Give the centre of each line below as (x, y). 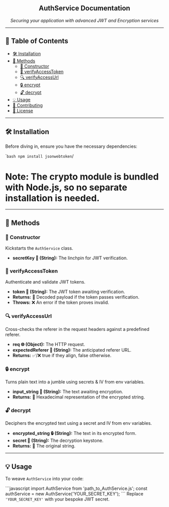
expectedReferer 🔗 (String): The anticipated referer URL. (72, 350)
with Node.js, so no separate (66, 187)
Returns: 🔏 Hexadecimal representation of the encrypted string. (78, 397)
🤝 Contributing (27, 105)
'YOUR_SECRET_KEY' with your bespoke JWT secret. (57, 499)
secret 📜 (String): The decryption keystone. (58, 440)
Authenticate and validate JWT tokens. (45, 282)
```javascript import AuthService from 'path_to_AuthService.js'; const (76, 488)
